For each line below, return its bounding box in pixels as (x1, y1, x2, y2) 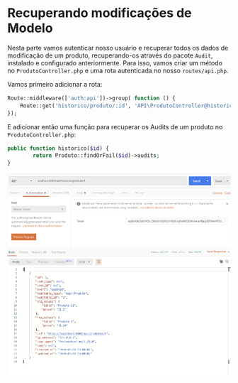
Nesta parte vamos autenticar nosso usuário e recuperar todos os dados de (7, 43, 229, 52)
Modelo (7, 20, 53, 36)
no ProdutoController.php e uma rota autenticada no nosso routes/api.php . (7, 66, 229, 75)
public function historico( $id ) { (7, 144, 110, 152)
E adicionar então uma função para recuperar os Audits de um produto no (7, 122, 223, 131)
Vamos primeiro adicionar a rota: (7, 80, 103, 88)
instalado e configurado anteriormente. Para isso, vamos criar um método (7, 58, 223, 67)
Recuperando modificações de (7, 5, 193, 21)
